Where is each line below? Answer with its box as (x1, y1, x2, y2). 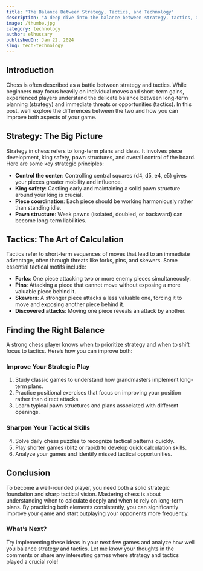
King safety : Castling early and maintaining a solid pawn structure (14, 184, 181, 192)
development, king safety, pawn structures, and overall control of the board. (6, 153, 196, 161)
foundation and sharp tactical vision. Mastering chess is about (6, 490, 161, 498)
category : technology (6, 25, 61, 32)
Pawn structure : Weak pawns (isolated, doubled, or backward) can (14, 210, 183, 218)
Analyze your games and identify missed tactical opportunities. (14, 450, 172, 458)
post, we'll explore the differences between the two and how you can (6, 107, 178, 114)
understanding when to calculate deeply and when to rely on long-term (6, 496, 184, 504)
